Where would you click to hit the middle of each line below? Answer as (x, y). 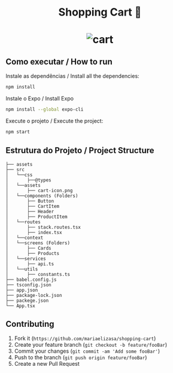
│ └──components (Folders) (42, 196)
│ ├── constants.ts (38, 274)
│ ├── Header (30, 211)
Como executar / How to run (59, 61)
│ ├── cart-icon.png (39, 190)
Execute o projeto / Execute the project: (54, 121)
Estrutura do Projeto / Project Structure (80, 151)
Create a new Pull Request (47, 364)
